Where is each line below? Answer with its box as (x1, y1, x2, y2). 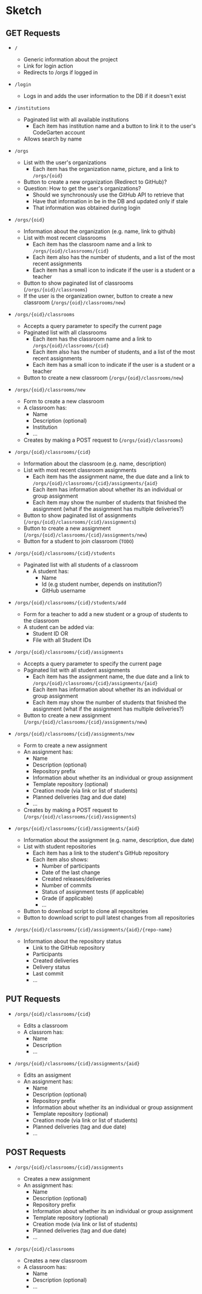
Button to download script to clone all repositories (23, 908, 149, 914)
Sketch (5, 4, 42, 18)
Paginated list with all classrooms (23, 329, 107, 336)
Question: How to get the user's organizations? (23, 185, 141, 192)
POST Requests (5, 1147, 66, 1158)
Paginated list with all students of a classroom (23, 561, 138, 568)
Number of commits (41, 882, 92, 889)
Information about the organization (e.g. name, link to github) (23, 228, 176, 235)
